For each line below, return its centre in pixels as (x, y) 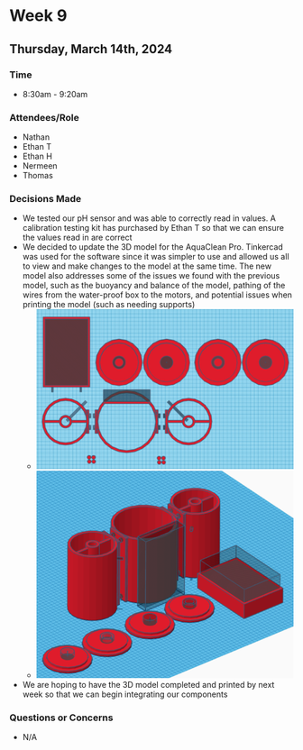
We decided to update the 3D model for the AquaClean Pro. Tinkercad (153, 247)
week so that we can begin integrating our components (125, 694)
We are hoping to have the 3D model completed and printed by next (148, 684)
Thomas (38, 176)
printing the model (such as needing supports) (109, 305)
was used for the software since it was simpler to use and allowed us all (156, 257)
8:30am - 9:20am (55, 94)
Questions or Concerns (61, 718)
